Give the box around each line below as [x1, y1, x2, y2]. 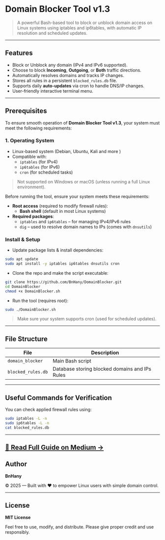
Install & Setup [5, 236, 41, 243]
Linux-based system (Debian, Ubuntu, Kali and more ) [12, 148, 121, 154]
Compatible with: [12, 154, 47, 159]
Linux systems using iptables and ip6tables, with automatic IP [17, 25, 142, 30]
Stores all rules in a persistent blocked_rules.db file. [12, 77, 117, 83]
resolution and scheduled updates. [17, 30, 87, 36]
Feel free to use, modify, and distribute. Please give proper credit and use [5, 524, 154, 530]
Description [91, 349, 119, 356]
